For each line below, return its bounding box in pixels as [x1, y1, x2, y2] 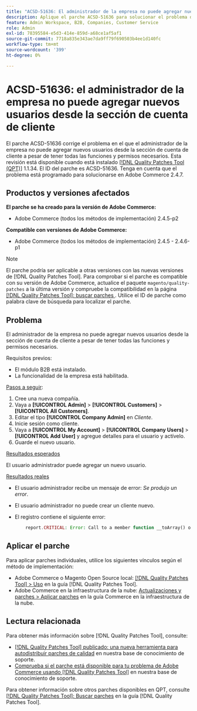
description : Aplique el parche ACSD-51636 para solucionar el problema [6, 14, 188, 20]
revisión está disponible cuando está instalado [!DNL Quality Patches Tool [6, 158, 185, 165]
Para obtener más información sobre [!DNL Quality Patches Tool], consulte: [6, 632, 188, 639]
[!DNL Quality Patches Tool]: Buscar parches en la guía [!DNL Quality [6, 692, 173, 699]
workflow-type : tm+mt [6, 42, 59, 48]
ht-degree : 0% [6, 52, 41, 58]
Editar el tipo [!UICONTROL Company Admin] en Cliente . [14, 414, 153, 421]
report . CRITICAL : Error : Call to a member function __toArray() [25, 525, 186, 531]
